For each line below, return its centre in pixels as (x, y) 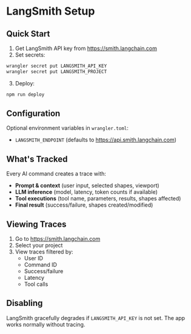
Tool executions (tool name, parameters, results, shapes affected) (98, 199)
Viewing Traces (36, 224)
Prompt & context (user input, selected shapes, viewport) (87, 186)
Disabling (25, 303)
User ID (34, 258)
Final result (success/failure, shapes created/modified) (84, 205)
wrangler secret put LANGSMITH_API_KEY (57, 66)
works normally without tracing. (46, 324)
